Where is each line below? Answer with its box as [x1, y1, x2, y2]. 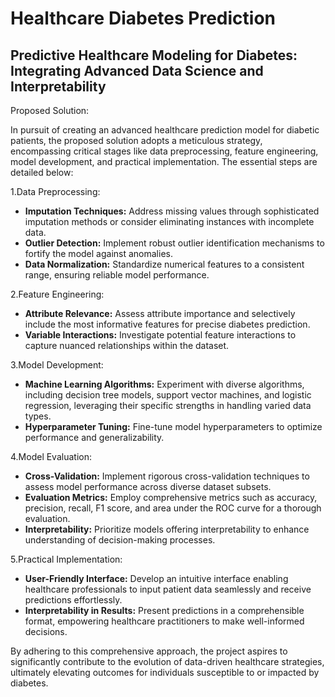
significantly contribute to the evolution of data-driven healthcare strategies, [10, 656, 325, 667]
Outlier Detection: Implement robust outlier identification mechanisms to [24, 237, 325, 249]
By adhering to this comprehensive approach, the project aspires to [10, 645, 288, 657]
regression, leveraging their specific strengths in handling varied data [24, 400, 312, 411]
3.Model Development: [10, 359, 104, 371]
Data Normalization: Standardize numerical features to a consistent [24, 258, 305, 270]
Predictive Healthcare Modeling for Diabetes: [10, 47, 298, 64]
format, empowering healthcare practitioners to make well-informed [24, 615, 305, 627]
